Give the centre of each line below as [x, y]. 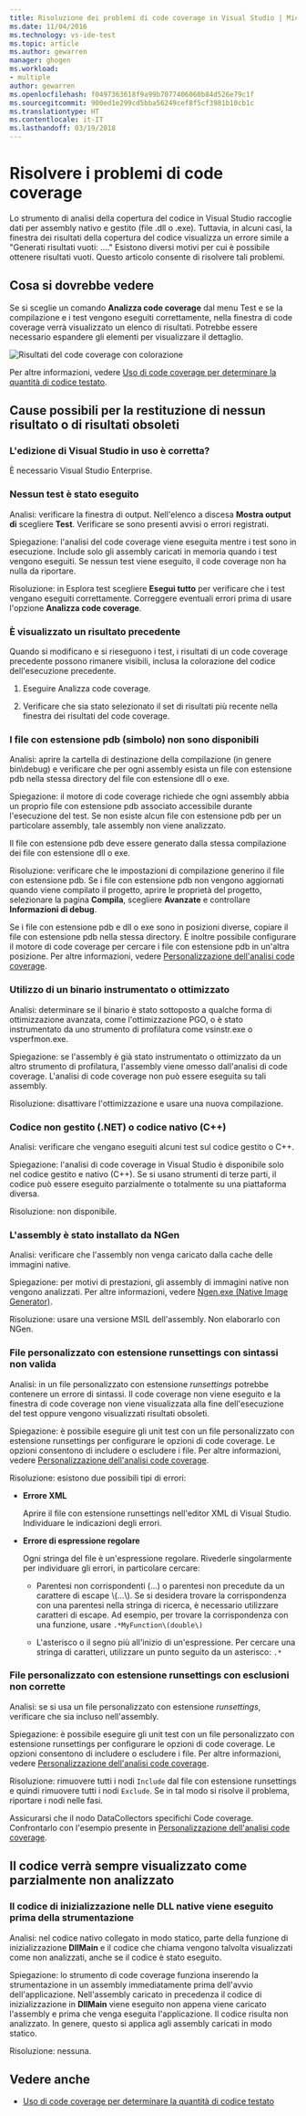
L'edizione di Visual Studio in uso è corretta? [110, 451]
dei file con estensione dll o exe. [70, 853]
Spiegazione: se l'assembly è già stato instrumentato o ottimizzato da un [146, 1057]
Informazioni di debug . [53, 910]
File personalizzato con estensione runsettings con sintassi [144, 1353]
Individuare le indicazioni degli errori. [92, 1522]
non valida [33, 1364]
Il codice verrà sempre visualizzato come [128, 1866]
